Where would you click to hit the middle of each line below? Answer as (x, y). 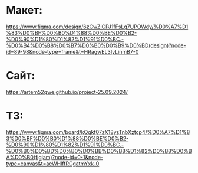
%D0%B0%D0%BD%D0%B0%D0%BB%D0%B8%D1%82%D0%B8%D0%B (99, 151)
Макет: (24, 10)
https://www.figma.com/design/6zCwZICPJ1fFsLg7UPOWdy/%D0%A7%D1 (97, 27)
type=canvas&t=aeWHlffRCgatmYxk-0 (53, 164)
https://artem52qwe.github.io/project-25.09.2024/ (67, 92)
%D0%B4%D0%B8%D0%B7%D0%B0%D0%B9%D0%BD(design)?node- (96, 45)
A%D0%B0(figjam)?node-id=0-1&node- (55, 157)
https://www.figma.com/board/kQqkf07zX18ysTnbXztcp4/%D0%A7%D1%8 (98, 132)
